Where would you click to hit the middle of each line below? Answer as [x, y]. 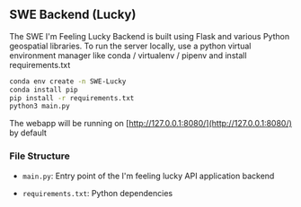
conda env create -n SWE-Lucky [68, 81]
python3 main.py [40, 107]
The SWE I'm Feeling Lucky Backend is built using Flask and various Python [150, 36]
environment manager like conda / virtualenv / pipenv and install [128, 55]
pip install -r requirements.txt [72, 98]
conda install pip [44, 90]
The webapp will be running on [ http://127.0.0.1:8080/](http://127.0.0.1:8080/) [150, 124]
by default [28, 133]
